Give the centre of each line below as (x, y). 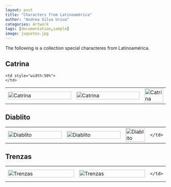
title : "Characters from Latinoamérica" (49, 15)
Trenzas (19, 157)
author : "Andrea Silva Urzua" (37, 19)
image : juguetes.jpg (27, 34)
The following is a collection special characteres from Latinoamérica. (78, 48)
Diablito (18, 117)
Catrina (17, 64)
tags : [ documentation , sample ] (37, 29)
